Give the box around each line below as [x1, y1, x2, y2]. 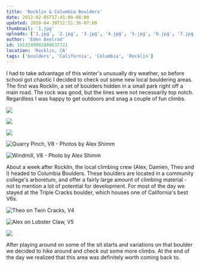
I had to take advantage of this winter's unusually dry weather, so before [6, 69, 184, 76]
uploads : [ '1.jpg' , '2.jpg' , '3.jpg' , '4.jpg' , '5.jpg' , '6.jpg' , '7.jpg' [6, 31, 196, 37]
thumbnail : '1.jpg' [6, 25, 55, 32]
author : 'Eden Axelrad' [6, 36, 66, 42]
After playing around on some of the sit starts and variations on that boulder [6, 241, 193, 248]
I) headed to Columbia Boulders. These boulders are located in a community [6, 170, 194, 177]
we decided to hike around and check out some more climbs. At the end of [6, 247, 190, 254]
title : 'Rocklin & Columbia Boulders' [6, 8, 103, 15]
